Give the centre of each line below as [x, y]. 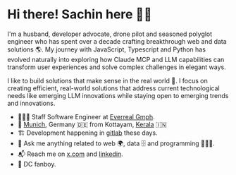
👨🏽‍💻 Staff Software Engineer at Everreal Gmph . [86, 116]
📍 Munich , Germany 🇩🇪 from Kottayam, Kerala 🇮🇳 [92, 124]
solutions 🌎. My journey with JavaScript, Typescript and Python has [107, 49]
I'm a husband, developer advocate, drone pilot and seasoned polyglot [110, 34]
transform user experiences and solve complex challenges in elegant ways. [117, 67]
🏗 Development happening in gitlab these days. [87, 133]
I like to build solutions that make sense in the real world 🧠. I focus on [107, 80]
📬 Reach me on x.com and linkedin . [70, 154]
